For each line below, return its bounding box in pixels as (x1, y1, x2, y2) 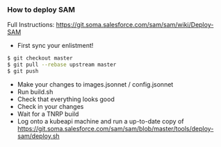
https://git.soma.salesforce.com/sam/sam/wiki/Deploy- (56, 21, 214, 29)
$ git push (7, 68, 39, 75)
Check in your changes (17, 102, 84, 110)
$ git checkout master (7, 55, 73, 62)
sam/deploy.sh (17, 132, 60, 140)
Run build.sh (17, 87, 54, 96)
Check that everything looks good (17, 95, 115, 103)
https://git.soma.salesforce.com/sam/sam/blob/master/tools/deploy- (17, 124, 214, 132)
